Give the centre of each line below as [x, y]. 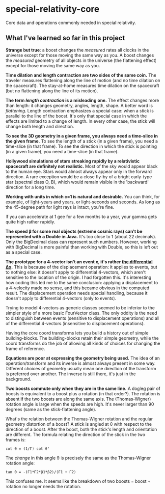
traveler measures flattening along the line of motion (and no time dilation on [83, 80]
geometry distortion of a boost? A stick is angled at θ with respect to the [79, 424]
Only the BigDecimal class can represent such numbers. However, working [81, 242]
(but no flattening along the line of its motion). [52, 91]
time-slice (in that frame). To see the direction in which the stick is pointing [81, 146]
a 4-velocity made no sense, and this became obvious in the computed [78, 288]
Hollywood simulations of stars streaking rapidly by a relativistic [73, 161]
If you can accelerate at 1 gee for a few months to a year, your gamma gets [81, 217]
